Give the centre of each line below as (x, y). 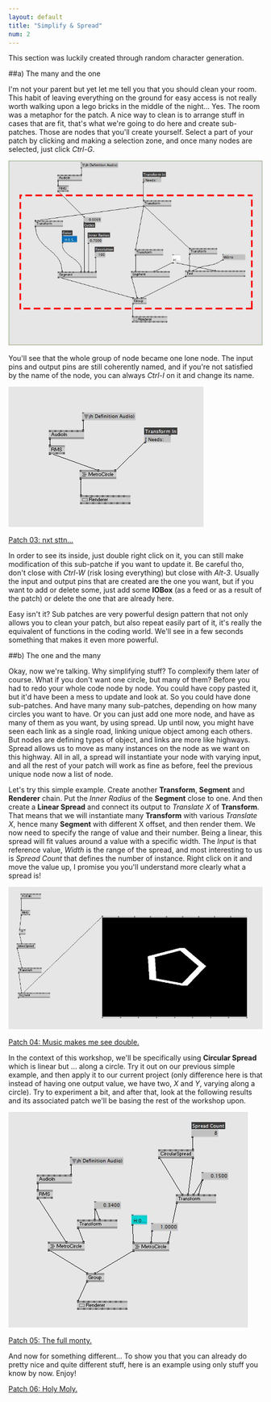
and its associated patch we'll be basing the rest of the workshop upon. (127, 1101)
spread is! (25, 875)
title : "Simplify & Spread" (56, 25)
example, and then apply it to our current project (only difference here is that (135, 1075)
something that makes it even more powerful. (83, 640)
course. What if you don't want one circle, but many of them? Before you (129, 680)
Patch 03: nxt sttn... (41, 540)
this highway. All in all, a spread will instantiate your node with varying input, (135, 757)
